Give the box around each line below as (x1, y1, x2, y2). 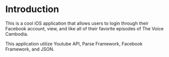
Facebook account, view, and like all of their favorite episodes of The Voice (5, 25, 164, 31)
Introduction (5, 4, 59, 15)
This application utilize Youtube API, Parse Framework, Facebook (5, 40, 143, 46)
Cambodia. (5, 31, 29, 37)
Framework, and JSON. (5, 46, 55, 52)
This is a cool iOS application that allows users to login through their (5, 20, 149, 26)
